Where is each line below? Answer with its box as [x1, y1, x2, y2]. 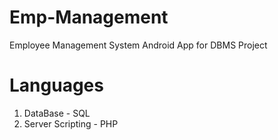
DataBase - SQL [23, 107, 91, 119]
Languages [9, 74, 104, 97]
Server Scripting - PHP [23, 117, 119, 130]
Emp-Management [9, 6, 169, 29]
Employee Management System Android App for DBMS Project [9, 39, 268, 51]
